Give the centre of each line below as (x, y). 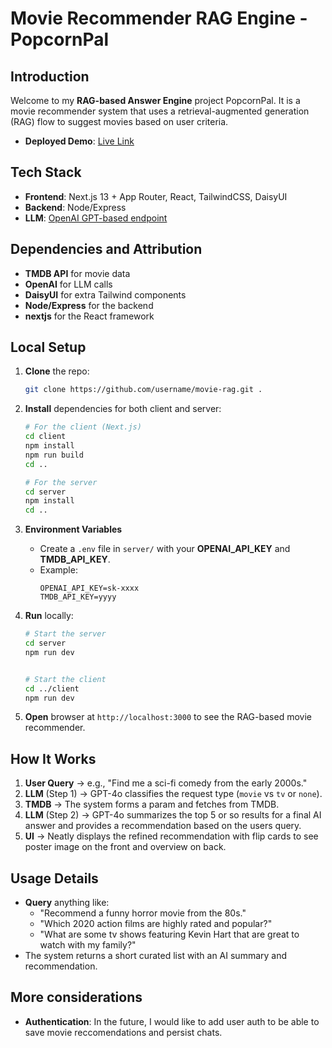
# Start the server (65, 634)
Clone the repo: (57, 371)
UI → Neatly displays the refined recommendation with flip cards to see (171, 836)
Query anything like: (67, 903)
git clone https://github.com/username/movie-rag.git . (143, 390)
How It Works (53, 758)
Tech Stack (46, 172)
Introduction (50, 76)
